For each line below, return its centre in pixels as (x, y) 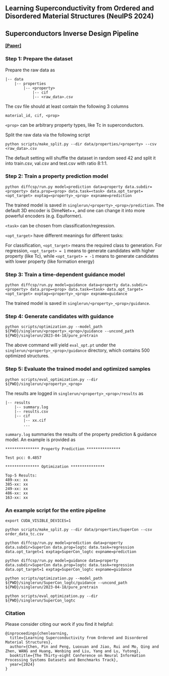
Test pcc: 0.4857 (23, 458)
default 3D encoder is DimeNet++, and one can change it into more (75, 210)
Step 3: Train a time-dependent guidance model (65, 274)
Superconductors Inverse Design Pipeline (72, 33)
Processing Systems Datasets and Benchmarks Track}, (62, 660)
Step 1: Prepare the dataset (39, 59)
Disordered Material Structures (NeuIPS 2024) (79, 16)
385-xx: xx (17, 484)
